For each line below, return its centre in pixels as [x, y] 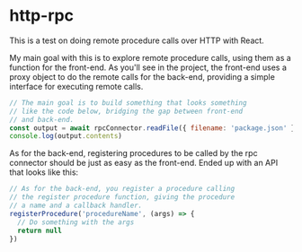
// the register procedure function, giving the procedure [122, 197]
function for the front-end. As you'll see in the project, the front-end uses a [148, 67]
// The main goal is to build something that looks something [128, 103]
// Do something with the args [76, 222]
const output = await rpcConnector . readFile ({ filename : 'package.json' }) [154, 128]
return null [40, 230]
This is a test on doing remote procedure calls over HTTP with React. [137, 40]
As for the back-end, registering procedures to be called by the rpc [133, 153]
